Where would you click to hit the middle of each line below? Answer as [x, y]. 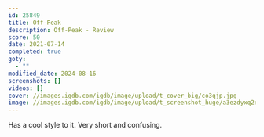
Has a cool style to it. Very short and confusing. [85, 125]
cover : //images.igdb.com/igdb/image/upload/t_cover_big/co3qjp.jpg [123, 96]
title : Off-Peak [35, 23]
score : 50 [24, 37]
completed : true [35, 52]
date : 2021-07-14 [37, 45]
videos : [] [26, 88]
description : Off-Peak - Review [61, 30]
